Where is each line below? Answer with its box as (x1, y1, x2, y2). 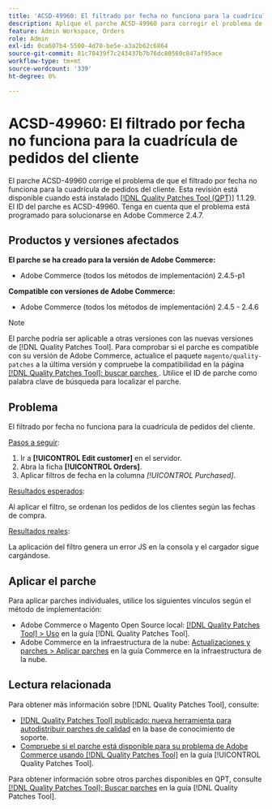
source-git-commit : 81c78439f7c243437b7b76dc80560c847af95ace (8, 49, 223, 58)
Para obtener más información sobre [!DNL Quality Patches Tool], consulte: (8, 699, 260, 709)
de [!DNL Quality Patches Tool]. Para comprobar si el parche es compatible (8, 342, 259, 352)
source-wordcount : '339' (8, 65, 92, 73)
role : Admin (8, 34, 49, 43)
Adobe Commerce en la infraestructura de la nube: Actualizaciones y (19, 638, 251, 647)
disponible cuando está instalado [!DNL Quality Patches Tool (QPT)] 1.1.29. (8, 192, 257, 203)
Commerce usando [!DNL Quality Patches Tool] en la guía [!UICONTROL (19, 750, 261, 760)
